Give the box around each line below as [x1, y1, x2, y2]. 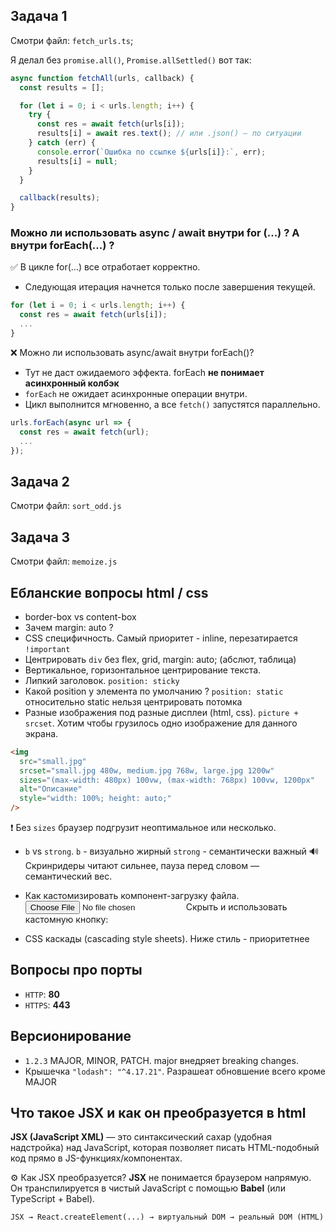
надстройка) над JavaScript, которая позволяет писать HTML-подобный [10, 1142, 320, 1154]
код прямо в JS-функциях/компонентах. [10, 1152, 183, 1164]
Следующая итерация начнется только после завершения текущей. [24, 281, 316, 293]
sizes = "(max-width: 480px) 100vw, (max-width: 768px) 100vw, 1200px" [19, 775, 315, 785]
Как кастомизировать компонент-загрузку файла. [24, 890, 240, 902]
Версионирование [10, 1028, 132, 1045]
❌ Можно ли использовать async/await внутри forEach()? [10, 346, 255, 358]
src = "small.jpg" [19, 756, 87, 766]
